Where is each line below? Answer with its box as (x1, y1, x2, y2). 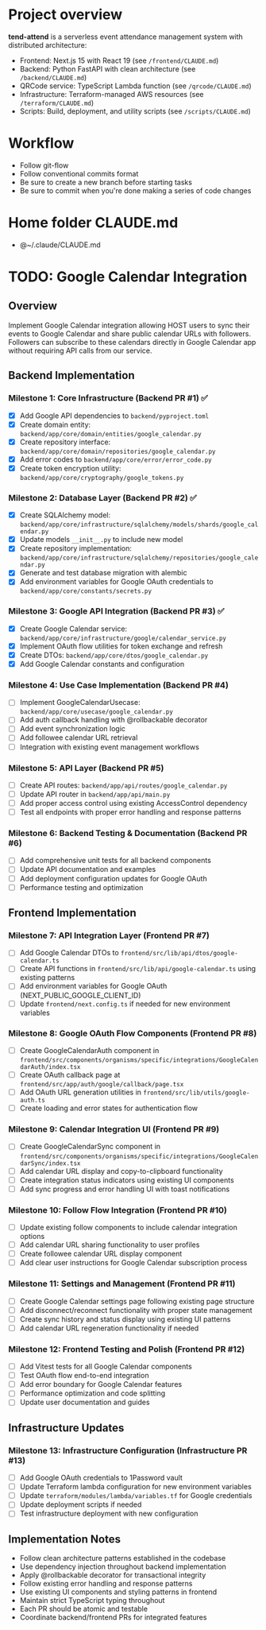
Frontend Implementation (8, 906, 137, 920)
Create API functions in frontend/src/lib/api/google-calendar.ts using (19, 964, 256, 974)
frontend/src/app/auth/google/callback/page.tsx (19, 1081, 184, 1089)
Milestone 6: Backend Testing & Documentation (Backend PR (8, 828, 248, 839)
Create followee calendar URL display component (19, 1249, 183, 1259)
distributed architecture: (8, 40, 87, 49)
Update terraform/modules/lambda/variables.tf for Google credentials (19, 1491, 253, 1500)
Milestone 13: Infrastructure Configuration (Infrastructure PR (8, 1445, 248, 1456)
